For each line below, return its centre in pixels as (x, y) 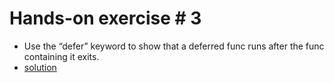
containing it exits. (61, 56)
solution (40, 67)
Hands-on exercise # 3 (105, 18)
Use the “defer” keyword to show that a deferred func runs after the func (174, 46)
